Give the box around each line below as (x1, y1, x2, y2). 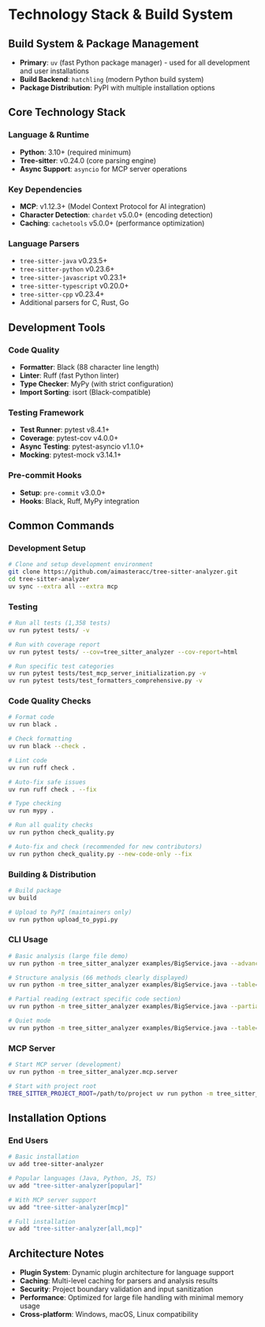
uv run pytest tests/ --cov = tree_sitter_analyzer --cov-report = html (8, 648, 238, 656)
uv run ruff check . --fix (8, 785, 97, 793)
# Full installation (8, 1217, 77, 1225)
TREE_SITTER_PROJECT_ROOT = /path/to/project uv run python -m (8, 1090, 214, 1098)
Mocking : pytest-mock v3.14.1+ (19, 450, 122, 460)
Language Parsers (8, 238, 80, 249)
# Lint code (8, 756, 47, 764)
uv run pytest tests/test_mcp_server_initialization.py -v (8, 669, 207, 677)
